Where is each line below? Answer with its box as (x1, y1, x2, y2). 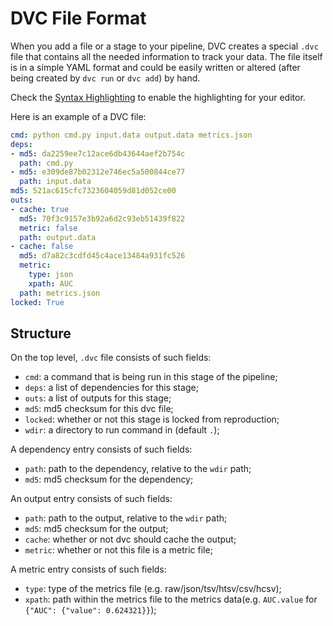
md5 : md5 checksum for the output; (24, 523, 169, 535)
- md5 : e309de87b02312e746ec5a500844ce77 (10, 167, 186, 177)
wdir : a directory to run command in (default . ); (24, 424, 220, 436)
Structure (10, 325, 72, 342)
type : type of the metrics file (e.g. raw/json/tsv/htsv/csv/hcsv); (24, 583, 282, 595)
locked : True (10, 297, 65, 307)
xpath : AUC (28, 278, 74, 289)
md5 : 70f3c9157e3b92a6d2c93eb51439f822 (19, 213, 186, 224)
